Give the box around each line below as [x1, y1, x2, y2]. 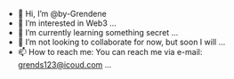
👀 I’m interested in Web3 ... [17, 18, 117, 28]
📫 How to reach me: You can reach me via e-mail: [17, 47, 203, 57]
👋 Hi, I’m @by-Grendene [17, 9, 107, 19]
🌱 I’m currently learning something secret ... [17, 28, 179, 37]
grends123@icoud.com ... [17, 59, 112, 70]
